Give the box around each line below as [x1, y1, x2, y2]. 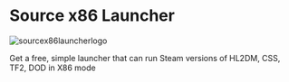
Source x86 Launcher [9, 5, 175, 26]
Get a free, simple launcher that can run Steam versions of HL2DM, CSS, [9, 52, 281, 63]
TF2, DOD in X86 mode [9, 62, 97, 73]
